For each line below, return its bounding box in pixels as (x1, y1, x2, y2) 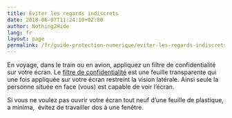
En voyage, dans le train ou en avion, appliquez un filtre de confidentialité (7, 61, 216, 69)
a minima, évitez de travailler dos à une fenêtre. (7, 104, 144, 111)
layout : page (7, 36, 45, 43)
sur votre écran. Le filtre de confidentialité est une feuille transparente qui (7, 68, 217, 76)
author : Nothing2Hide (7, 23, 70, 29)
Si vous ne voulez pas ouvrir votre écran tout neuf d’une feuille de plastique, (7, 96, 224, 104)
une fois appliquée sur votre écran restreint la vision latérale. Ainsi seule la (7, 75, 219, 83)
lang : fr (7, 29, 32, 36)
